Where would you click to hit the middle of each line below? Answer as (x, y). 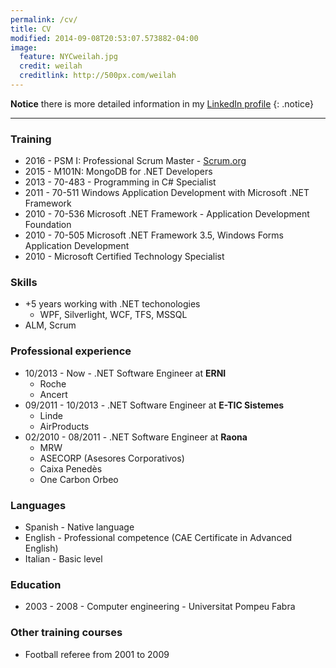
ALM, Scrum (50, 325)
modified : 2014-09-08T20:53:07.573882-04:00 (104, 38)
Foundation (48, 225)
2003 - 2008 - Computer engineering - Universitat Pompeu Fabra (160, 607)
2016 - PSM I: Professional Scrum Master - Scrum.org (135, 161)
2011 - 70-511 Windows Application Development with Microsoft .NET (167, 193)
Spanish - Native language (79, 527)
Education (36, 584)
